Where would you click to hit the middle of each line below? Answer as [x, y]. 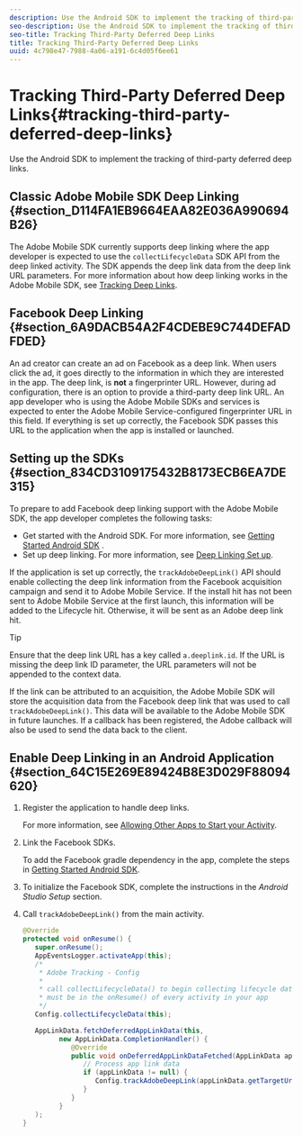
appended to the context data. [65, 674]
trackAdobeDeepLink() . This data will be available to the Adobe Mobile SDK [147, 710]
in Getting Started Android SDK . [81, 869]
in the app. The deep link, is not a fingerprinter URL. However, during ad [143, 382]
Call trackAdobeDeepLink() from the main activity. [113, 914]
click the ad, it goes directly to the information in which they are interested [147, 373]
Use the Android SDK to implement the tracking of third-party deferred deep [151, 159]
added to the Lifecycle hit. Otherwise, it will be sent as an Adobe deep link [147, 610]
